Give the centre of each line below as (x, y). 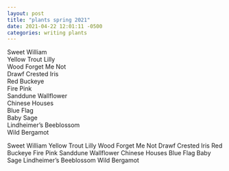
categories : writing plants (47, 33)
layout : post (26, 13)
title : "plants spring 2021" (49, 20)
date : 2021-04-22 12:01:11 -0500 (55, 26)
